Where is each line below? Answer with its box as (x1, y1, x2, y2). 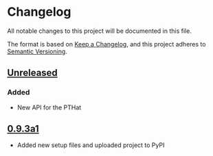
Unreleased (7, 67, 58, 79)
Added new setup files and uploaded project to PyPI (16, 141, 165, 149)
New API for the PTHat (16, 103, 82, 112)
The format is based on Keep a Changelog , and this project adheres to (7, 40, 206, 48)
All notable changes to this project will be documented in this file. (7, 27, 192, 35)
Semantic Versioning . (7, 47, 67, 55)
